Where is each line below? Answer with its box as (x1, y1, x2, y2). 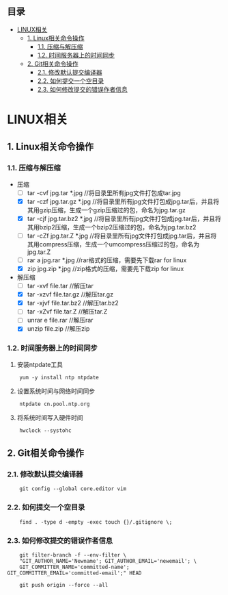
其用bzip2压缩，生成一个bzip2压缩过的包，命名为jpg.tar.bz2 (27, 223, 197, 231)
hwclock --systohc (19, 427, 72, 434)
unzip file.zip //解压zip (27, 325, 90, 333)
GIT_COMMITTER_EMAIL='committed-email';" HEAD (7, 570, 142, 577)
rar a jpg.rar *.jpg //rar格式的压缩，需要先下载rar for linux (27, 255, 187, 264)
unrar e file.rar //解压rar (27, 316, 94, 325)
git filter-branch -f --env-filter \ (19, 552, 127, 559)
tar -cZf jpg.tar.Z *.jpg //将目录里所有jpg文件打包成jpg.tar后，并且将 (27, 231, 217, 240)
